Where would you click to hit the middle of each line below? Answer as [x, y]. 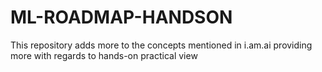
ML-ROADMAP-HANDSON [121, 17]
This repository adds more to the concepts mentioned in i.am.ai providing [161, 45]
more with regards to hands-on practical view [104, 55]
